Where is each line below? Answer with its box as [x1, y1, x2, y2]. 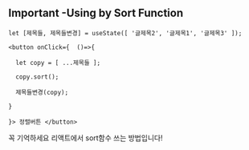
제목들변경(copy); [15, 88, 69, 96]
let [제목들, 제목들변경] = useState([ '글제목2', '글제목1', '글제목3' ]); [8, 29, 243, 37]
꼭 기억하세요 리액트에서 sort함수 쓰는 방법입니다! [8, 132, 163, 143]
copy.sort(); [15, 72, 59, 81]
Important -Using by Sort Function [8, 6, 184, 20]
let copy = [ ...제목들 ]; [15, 59, 101, 67]
